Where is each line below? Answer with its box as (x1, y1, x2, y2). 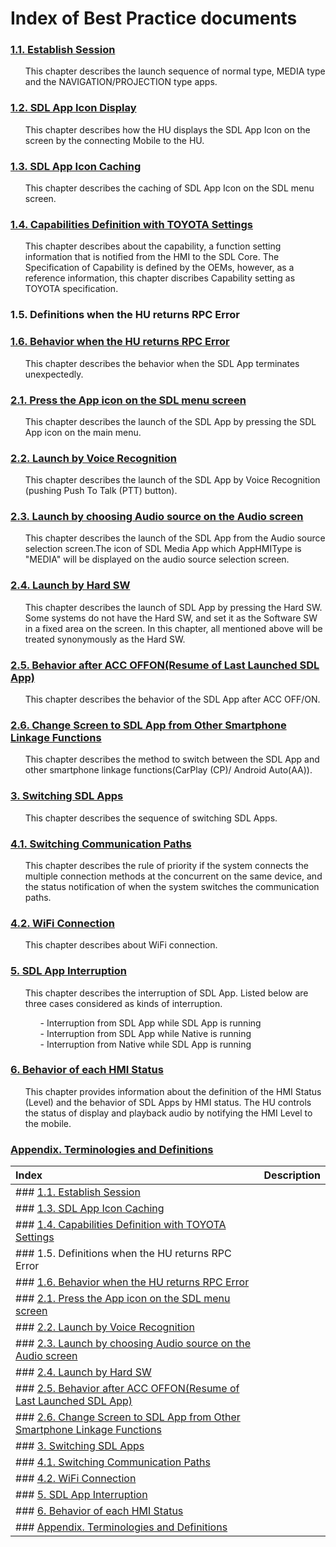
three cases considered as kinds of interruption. (24, 997, 223, 1009)
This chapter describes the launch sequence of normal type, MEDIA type (24, 65, 326, 77)
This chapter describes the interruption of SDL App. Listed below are (24, 987, 309, 999)
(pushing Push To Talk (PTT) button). (24, 485, 178, 497)
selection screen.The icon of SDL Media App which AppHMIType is (24, 543, 302, 555)
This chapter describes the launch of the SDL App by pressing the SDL (24, 415, 317, 427)
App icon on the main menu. (24, 426, 142, 438)
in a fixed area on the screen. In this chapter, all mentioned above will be (24, 622, 323, 634)
